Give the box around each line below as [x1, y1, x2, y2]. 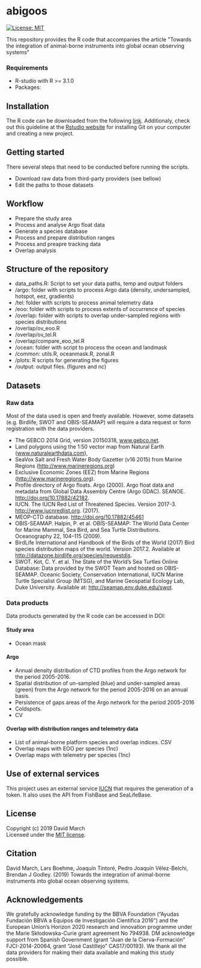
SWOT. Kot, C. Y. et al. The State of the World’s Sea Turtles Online [14, 558, 178, 566]
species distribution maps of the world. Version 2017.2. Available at [14, 546, 181, 553]
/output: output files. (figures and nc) [14, 363, 107, 371]
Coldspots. [14, 705, 42, 712]
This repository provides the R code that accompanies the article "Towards [6, 35, 192, 43]
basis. [14, 692, 30, 699]
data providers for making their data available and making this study [6, 949, 175, 956]
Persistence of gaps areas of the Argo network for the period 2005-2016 [14, 698, 195, 706]
